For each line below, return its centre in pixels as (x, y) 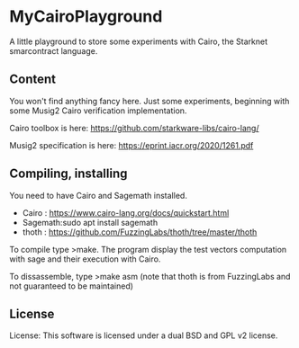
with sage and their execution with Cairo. (85, 259)
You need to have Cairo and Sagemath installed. (98, 195)
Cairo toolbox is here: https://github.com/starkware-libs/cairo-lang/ (134, 128)
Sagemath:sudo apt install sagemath (90, 222)
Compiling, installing (68, 174)
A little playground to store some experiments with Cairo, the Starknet (139, 41)
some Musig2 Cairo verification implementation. (98, 111)
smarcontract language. (54, 50)
